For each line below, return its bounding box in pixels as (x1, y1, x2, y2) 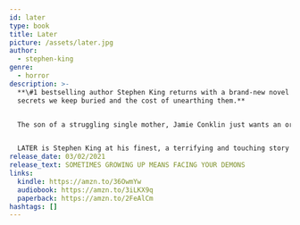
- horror (17, 71, 50, 80)
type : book (9, 21, 50, 30)
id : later (9, 12, 46, 22)
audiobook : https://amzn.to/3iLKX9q (17, 185, 154, 195)
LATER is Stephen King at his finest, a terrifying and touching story (17, 144, 290, 153)
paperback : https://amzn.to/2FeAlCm (17, 194, 154, 203)
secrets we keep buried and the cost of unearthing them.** (17, 96, 246, 105)
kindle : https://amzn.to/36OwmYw (17, 177, 142, 186)
